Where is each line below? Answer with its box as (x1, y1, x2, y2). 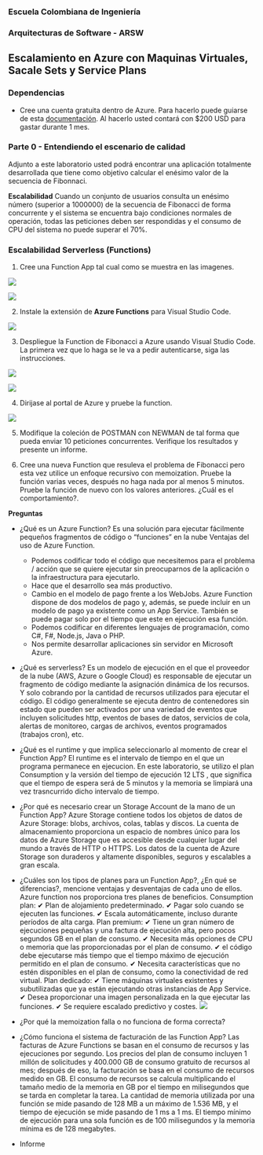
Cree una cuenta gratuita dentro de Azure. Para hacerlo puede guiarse (19, 105, 248, 115)
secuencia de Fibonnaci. (8, 176, 88, 185)
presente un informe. (19, 445, 88, 454)
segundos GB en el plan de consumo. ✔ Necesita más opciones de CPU (19, 934, 253, 944)
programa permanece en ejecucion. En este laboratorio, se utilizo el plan (19, 761, 254, 772)
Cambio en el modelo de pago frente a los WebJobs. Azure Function (31, 589, 253, 599)
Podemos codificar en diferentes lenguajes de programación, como (31, 623, 250, 632)
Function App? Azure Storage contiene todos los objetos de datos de (19, 810, 243, 819)
